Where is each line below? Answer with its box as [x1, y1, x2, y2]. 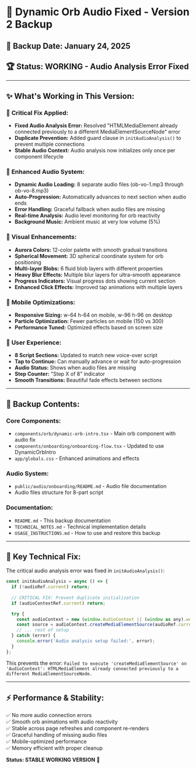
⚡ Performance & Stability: [6, 693, 104, 703]
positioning [14, 259, 42, 266]
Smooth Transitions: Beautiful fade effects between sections [14, 377, 162, 384]
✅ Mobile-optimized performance [6, 737, 87, 745]
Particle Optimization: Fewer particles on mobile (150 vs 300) [14, 317, 164, 324]
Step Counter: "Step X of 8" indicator [14, 370, 105, 377]
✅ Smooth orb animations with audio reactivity [6, 718, 118, 725]
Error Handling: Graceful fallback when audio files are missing [14, 206, 165, 213]
